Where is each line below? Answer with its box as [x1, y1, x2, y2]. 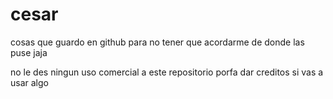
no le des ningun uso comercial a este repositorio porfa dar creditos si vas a [10, 66, 324, 78]
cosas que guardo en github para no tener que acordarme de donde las [10, 36, 305, 48]
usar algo [10, 76, 49, 88]
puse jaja [10, 46, 48, 58]
